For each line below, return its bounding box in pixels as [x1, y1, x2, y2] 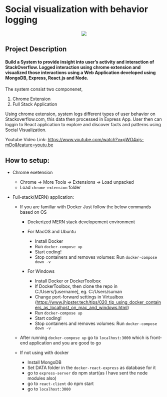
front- [149, 334, 162, 341]
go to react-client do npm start [27, 380, 94, 386]
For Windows [27, 268, 55, 274]
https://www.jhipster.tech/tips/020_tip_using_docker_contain [36, 299, 161, 305]
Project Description [5, 45, 67, 54]
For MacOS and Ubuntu [27, 229, 76, 235]
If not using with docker [19, 349, 69, 356]
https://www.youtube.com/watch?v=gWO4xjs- [47, 136, 144, 142]
